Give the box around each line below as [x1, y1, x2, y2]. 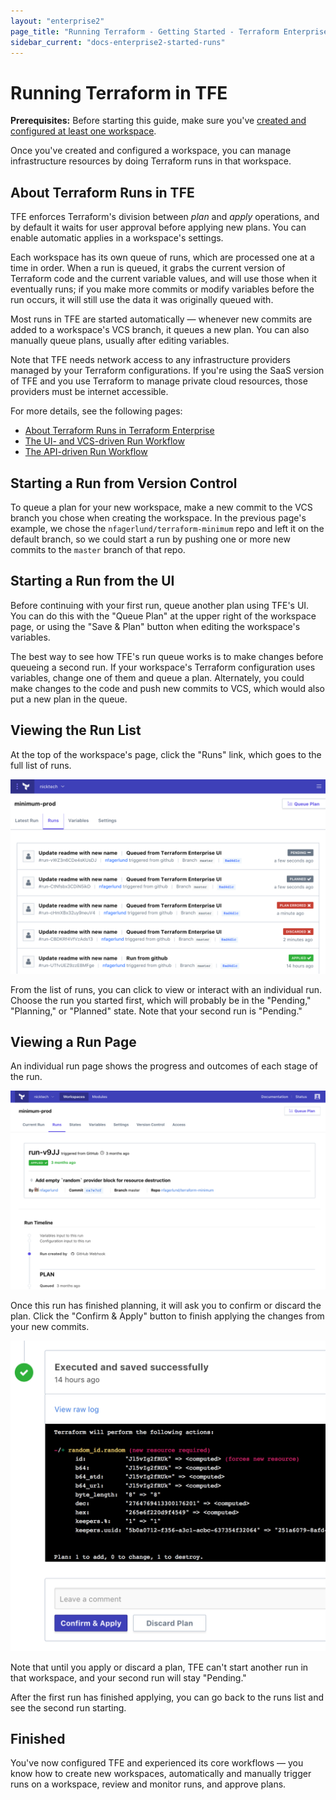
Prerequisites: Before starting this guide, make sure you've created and [10, 115, 307, 127]
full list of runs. [10, 759, 72, 771]
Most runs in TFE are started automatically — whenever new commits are [10, 313, 313, 325]
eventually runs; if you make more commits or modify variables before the [10, 283, 315, 295]
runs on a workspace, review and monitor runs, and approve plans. [10, 1778, 287, 1790]
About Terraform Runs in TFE [10, 184, 195, 201]
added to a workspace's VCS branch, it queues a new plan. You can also [10, 324, 310, 336]
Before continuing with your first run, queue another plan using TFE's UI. [10, 599, 310, 611]
